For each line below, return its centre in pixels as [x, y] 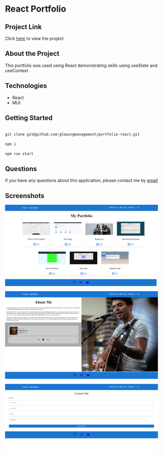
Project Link [24, 27]
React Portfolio [36, 9]
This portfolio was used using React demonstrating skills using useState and [81, 65]
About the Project [32, 54]
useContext [16, 70]
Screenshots [25, 196]
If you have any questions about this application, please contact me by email [81, 180]
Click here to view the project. [35, 38]
